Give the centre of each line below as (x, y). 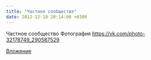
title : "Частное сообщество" (41, 11)
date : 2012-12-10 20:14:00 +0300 (47, 17)
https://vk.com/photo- (119, 33)
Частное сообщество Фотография (49, 33)
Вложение (19, 51)
